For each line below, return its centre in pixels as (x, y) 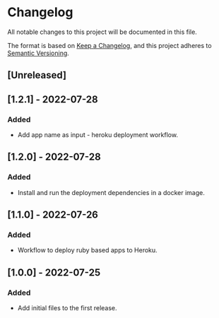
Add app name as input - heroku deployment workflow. (98, 135)
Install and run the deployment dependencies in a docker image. (111, 192)
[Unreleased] (37, 75)
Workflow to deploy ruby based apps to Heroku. (87, 250)
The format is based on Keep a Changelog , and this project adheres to (109, 45)
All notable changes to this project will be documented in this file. (102, 32)
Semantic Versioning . (38, 53)
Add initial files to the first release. (67, 308)
